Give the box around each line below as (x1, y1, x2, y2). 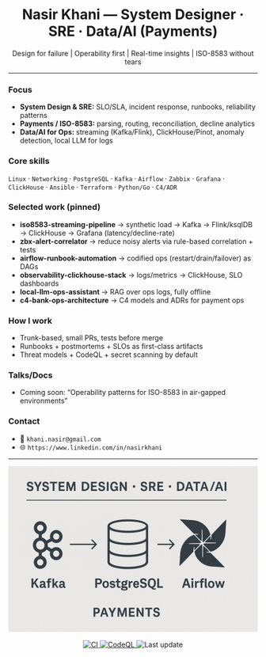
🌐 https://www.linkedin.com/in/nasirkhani (19, 442, 162, 452)
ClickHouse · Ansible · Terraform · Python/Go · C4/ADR (8, 182, 178, 192)
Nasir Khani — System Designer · (21, 6, 245, 24)
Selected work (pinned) (8, 202, 101, 213)
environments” (19, 396, 68, 405)
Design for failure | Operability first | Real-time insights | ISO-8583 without (11, 48, 254, 58)
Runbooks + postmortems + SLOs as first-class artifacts (19, 342, 203, 351)
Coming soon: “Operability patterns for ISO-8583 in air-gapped (19, 388, 226, 397)
